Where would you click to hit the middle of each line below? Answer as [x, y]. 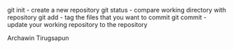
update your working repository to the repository [78, 24]
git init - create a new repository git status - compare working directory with [116, 10]
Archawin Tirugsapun [38, 38]
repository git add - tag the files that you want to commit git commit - [107, 17]
